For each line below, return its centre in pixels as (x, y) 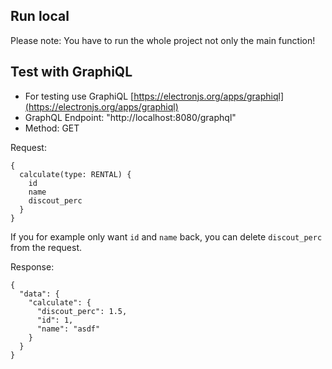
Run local (40, 16)
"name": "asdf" (68, 329)
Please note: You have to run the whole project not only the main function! (163, 40)
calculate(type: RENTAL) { (75, 174)
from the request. (46, 247)
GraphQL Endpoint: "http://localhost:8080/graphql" (130, 117)
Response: (32, 266)
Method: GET (52, 128)
